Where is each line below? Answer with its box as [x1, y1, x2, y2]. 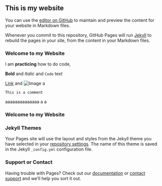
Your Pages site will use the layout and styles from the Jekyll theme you [5, 136, 152, 142]
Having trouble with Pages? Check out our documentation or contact [5, 170, 145, 176]
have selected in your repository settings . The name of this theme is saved [5, 141, 158, 147]
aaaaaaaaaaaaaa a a [5, 99, 47, 105]
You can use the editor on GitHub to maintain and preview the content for [5, 17, 155, 23]
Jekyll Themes [5, 124, 42, 131]
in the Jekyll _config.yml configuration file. [5, 146, 93, 152]
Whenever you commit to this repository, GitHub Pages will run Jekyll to [5, 32, 152, 38]
